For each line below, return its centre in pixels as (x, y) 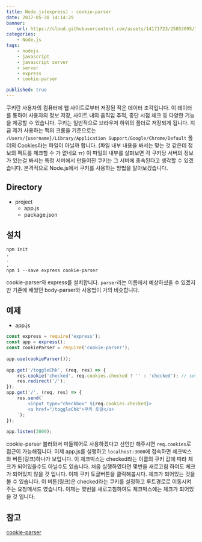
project (24, 202)
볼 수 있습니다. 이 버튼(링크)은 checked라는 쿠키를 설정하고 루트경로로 (89, 482)
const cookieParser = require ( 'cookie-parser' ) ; (68, 348)
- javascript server (43, 62)
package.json (41, 214)
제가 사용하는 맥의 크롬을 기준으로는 (54, 130)
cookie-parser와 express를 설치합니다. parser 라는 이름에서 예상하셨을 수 (93, 282)
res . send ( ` (31, 398)
